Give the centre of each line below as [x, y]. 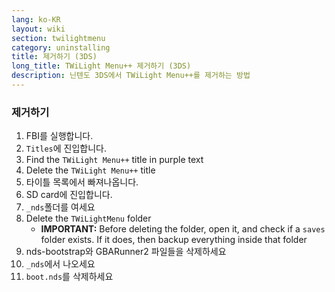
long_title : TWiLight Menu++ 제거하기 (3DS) [101, 66]
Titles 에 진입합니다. [66, 148]
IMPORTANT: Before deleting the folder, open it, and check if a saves [183, 229]
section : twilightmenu [58, 38]
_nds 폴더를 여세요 [60, 207]
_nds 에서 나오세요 [60, 264]
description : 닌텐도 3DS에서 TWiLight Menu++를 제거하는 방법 [131, 76]
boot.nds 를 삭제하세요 [69, 277]
